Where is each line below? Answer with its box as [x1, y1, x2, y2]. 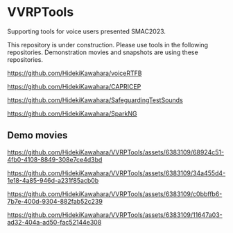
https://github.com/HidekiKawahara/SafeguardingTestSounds [7, 95, 184, 104]
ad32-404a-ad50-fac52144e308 [7, 218, 102, 226]
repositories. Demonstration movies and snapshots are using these [7, 48, 199, 56]
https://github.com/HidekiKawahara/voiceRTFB [7, 69, 142, 77]
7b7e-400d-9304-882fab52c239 [7, 197, 103, 205]
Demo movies [7, 129, 68, 141]
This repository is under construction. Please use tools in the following [7, 40, 209, 49]
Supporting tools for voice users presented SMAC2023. [7, 27, 166, 35]
